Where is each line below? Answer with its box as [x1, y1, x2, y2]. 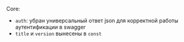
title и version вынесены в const [15, 30, 102, 37]
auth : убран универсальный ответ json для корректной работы [15, 17, 179, 24]
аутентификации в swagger [15, 24, 86, 30]
